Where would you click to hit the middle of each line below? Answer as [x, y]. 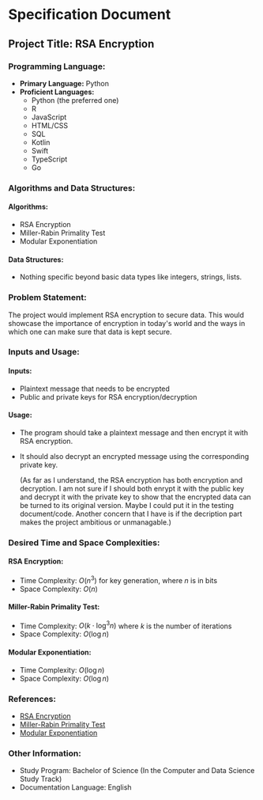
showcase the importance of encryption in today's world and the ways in [127, 323]
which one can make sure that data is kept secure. [90, 332]
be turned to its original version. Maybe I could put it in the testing [127, 505]
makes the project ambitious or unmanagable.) [95, 522]
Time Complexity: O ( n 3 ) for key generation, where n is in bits [118, 579]
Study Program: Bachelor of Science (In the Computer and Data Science [137, 771]
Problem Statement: [47, 298]
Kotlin [41, 142]
